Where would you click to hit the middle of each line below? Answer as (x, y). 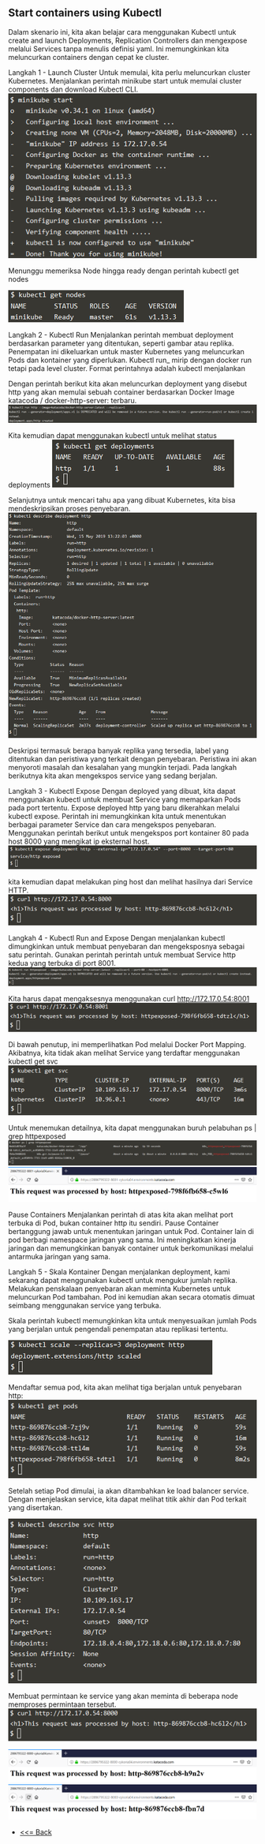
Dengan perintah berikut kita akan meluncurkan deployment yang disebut (128, 384)
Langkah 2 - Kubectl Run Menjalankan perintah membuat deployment (121, 335)
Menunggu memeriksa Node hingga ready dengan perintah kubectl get (123, 271)
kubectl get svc (33, 1061)
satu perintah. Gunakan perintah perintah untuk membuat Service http (122, 955)
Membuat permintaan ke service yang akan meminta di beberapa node (123, 1696)
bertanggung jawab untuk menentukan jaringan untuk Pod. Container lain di (131, 1232)
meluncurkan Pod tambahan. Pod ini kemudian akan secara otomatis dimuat (132, 1297)
